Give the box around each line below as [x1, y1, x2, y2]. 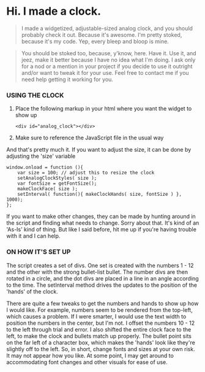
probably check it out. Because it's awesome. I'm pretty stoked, [21, 31, 182, 38]
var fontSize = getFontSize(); [17, 180, 97, 187]
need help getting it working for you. [21, 76, 113, 83]
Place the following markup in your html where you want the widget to [15, 105, 192, 112]
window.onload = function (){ [6, 165, 84, 171]
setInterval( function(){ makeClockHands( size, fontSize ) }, [17, 192, 182, 198]
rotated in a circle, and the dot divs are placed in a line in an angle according [6, 274, 199, 282]
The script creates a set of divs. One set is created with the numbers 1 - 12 [6, 262, 194, 269]
